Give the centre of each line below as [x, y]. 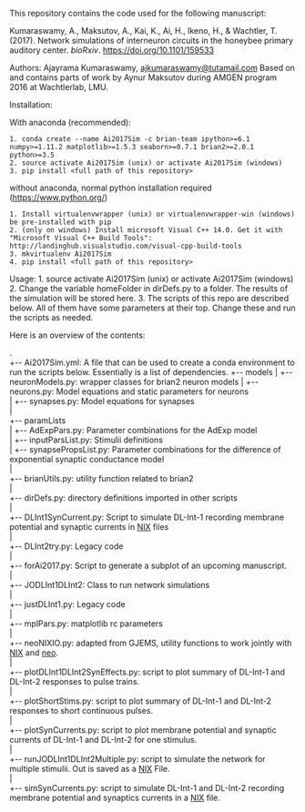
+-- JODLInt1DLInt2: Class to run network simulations [110, 585]
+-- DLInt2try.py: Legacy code [66, 546]
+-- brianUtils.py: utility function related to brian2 [102, 478]
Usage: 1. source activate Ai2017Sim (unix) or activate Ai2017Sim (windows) [152, 279]
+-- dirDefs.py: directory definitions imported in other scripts [124, 498]
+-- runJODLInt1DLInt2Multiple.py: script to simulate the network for [137, 759]
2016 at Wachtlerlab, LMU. [59, 87]
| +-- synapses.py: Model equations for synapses [102, 401]
